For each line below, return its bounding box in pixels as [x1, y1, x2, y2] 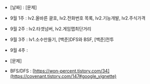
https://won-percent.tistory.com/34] [34, 68, 110, 74]
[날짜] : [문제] [10, 5, 37, 10]
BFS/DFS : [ [10, 68, 34, 74]
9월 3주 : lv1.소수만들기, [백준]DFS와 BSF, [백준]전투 [10, 37, 114, 42]
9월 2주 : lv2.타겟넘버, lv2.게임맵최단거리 [10, 26, 92, 32]
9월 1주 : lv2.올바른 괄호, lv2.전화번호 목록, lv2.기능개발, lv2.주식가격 [10, 15, 145, 21]
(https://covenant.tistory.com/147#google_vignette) [10, 73, 117, 79]
